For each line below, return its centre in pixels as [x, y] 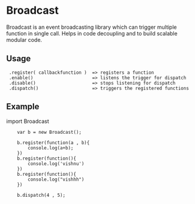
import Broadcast [28, 121]
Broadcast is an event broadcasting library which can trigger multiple [91, 27]
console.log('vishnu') [56, 163]
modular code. [24, 40]
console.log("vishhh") [56, 179]
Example [23, 106]
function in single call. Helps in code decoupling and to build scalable [92, 33]
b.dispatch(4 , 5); [41, 195]
